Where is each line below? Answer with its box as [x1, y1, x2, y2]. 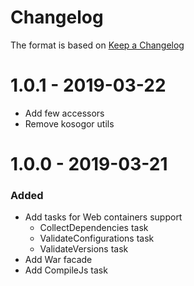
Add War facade [24, 254, 93, 266]
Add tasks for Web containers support [24, 211, 183, 223]
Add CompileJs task [24, 264, 108, 276]
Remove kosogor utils [24, 117, 115, 130]
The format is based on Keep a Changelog [10, 39, 185, 51]
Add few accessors [24, 107, 105, 119]
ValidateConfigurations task [39, 232, 155, 245]
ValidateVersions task [39, 243, 129, 255]
